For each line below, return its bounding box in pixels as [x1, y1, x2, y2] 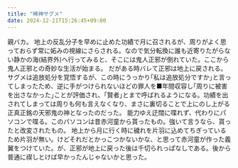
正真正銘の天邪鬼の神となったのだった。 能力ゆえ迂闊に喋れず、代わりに [7, 108, 220, 117]
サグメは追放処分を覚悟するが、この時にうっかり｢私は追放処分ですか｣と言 [7, 72, 225, 82]
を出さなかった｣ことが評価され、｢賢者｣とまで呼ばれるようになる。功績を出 [7, 90, 229, 99]
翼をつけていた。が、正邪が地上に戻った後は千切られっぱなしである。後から [7, 143, 232, 152]
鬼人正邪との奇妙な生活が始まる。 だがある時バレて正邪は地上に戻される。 [7, 64, 227, 72]
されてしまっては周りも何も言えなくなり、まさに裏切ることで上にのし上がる [7, 99, 231, 108]
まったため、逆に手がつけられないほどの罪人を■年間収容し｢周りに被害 [19, 82, 228, 90]
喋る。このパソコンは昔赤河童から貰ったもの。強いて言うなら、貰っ [31, 117, 232, 125]
